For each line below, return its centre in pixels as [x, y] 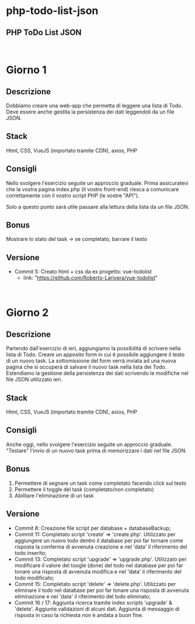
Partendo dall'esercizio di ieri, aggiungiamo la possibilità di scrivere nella [93, 349]
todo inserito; [30, 553]
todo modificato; [34, 578]
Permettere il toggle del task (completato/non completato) [84, 489]
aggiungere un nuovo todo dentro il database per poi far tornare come [99, 540]
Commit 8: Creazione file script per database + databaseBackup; [93, 528]
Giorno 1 [26, 70]
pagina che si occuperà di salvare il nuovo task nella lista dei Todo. [86, 367]
